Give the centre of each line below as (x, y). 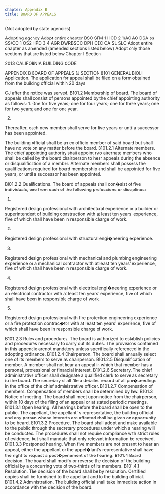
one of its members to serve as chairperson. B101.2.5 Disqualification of (78, 359)
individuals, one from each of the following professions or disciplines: (76, 189)
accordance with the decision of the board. (49, 487)
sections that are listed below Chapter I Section (53, 54)
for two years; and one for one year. (42, 109)
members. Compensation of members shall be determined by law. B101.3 (79, 391)
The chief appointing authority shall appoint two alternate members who (78, 153)
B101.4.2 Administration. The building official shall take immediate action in (81, 482)
